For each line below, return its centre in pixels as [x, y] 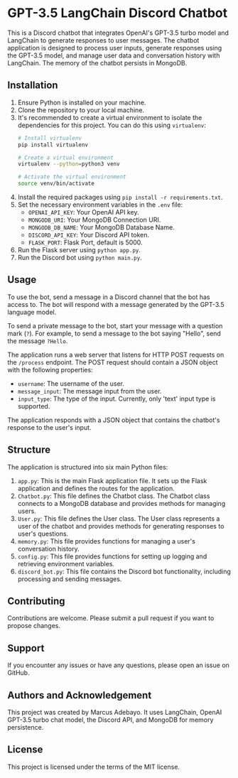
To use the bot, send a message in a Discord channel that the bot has [109, 297]
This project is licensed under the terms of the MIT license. [93, 767]
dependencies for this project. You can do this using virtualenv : [112, 125]
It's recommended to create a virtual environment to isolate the [110, 117]
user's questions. [43, 534]
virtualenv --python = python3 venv [69, 164]
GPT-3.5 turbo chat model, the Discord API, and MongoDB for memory [110, 720]
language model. [32, 312]
